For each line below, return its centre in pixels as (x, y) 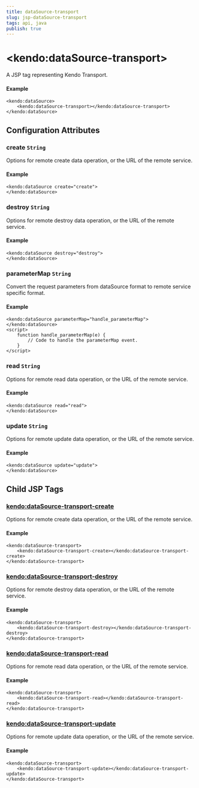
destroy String (28, 207)
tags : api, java (26, 23)
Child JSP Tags (35, 489)
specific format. (26, 293)
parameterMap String (39, 273)
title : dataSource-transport (43, 12)
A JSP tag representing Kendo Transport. (57, 75)
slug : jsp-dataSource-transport (46, 17)
